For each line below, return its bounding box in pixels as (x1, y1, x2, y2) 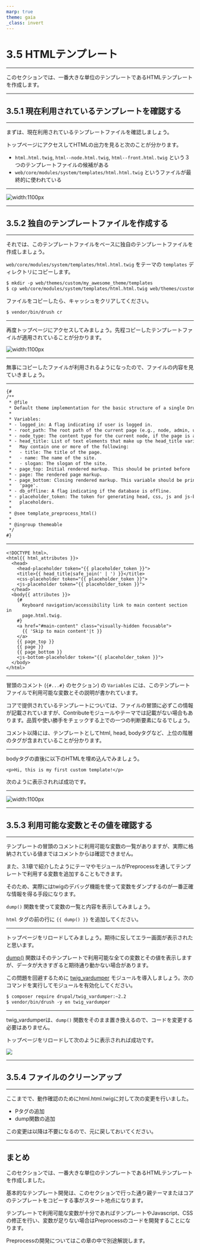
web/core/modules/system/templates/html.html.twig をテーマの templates (6, 261, 187, 268)
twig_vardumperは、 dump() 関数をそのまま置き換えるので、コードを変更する (6, 1016, 193, 1023)
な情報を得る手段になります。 (6, 890, 79, 898)
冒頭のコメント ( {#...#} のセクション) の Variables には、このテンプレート (6, 682, 190, 689)
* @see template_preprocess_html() (8, 510, 97, 516)
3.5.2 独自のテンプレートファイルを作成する (6, 218, 168, 228)
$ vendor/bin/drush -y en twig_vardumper (6, 999, 111, 1005)
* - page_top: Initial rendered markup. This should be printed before (8, 466, 190, 472)
